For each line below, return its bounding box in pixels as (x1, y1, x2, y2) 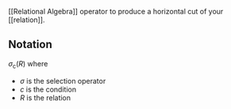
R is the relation (19, 92, 71, 102)
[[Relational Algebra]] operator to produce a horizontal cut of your (8, 7, 224, 16)
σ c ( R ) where (8, 58, 48, 70)
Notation (8, 38, 53, 51)
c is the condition (19, 85, 77, 94)
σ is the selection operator (19, 76, 106, 85)
